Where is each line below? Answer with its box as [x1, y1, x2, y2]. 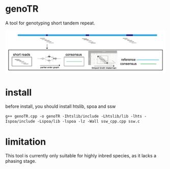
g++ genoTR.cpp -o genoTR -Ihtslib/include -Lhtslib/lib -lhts [5, 114, 143, 119]
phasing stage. [5, 158, 37, 164]
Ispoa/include [5, 119, 36, 124]
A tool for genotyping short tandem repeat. [5, 20, 95, 26]
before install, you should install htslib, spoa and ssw [5, 103, 116, 109]
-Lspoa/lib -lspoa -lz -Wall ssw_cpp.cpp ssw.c [37, 119, 140, 124]
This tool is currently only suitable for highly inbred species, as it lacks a [5, 153, 157, 159]
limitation [5, 136, 46, 148]
